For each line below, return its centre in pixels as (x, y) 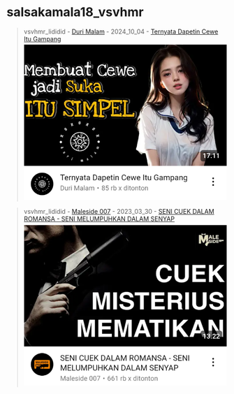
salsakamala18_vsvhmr (75, 12)
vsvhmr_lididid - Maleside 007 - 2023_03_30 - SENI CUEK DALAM (119, 211)
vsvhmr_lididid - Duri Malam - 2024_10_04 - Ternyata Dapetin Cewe (121, 31)
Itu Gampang (42, 38)
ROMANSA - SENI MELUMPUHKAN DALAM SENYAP (99, 219)
